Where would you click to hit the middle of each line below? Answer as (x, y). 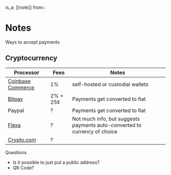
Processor (27, 72)
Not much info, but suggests (106, 118)
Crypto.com (22, 140)
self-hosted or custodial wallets (110, 84)
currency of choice (95, 131)
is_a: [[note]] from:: (25, 7)
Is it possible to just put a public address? (56, 162)
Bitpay (16, 99)
